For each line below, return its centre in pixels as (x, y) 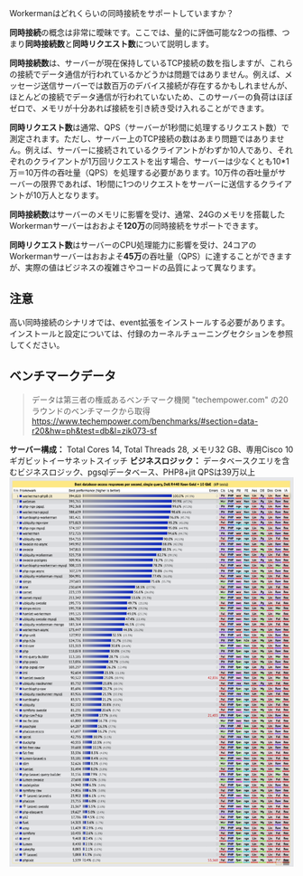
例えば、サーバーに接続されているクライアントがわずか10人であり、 (151, 150)
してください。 (37, 344)
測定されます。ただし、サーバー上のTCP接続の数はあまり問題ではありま (143, 139)
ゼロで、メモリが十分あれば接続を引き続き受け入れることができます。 (139, 108)
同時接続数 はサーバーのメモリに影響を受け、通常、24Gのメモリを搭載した (147, 214)
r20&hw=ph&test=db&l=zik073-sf (94, 430)
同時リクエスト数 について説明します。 (143, 44)
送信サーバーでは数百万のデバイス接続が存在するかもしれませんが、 (166, 85)
